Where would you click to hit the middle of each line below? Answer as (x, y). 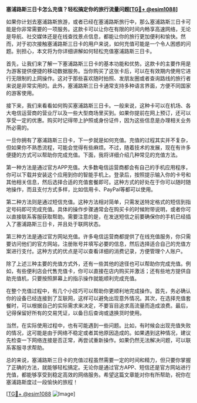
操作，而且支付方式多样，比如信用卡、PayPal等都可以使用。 (84, 189)
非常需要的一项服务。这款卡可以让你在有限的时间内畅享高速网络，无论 (106, 29)
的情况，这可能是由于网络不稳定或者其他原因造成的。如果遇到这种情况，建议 (98, 333)
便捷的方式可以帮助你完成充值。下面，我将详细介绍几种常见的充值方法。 (93, 155)
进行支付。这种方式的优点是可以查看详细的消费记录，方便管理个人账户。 (98, 251)
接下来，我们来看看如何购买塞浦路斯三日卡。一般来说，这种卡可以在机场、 (96, 106)
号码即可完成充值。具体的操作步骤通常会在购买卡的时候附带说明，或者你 (98, 209)
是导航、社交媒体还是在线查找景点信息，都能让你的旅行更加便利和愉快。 (93, 36)
